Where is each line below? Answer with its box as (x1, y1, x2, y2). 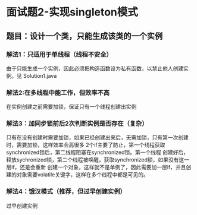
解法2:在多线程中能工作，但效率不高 (6, 88, 110, 97)
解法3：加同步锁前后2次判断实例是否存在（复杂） (6, 119, 148, 128)
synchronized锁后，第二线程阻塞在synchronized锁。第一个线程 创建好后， (6, 149, 189, 156)
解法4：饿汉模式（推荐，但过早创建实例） (6, 188, 126, 196)
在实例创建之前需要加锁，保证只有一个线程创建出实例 (6, 103, 137, 110)
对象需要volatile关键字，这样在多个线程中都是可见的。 (16, 171, 149, 178)
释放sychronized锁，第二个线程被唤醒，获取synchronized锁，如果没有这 (6, 156, 185, 163)
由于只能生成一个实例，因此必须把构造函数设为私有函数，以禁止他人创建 (6, 65, 183, 72)
